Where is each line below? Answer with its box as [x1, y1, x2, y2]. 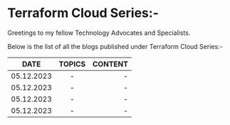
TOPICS [58, 59, 86, 69]
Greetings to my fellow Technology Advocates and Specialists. [7, 28, 191, 37]
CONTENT [92, 59, 128, 69]
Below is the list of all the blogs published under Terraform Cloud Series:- [7, 42, 223, 50]
